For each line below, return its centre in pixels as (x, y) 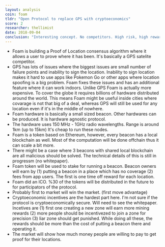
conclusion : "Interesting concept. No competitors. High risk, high (77, 37)
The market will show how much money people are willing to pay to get (84, 234)
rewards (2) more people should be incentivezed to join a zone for (79, 213)
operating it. (24, 229)
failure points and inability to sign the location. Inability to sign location (83, 72)
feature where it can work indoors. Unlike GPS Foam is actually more (82, 88)
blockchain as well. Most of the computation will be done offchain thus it (85, 140)
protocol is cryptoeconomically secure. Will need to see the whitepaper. (85, 203)
